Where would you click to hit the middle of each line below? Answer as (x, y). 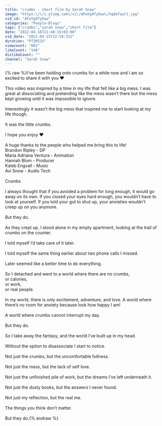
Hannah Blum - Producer (30, 161)
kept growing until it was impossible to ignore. (51, 99)
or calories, (16, 279)
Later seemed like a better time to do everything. (53, 264)
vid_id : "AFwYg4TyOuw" (28, 18)
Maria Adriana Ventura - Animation (39, 155)
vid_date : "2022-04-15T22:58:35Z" (40, 37)
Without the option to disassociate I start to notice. (55, 346)
